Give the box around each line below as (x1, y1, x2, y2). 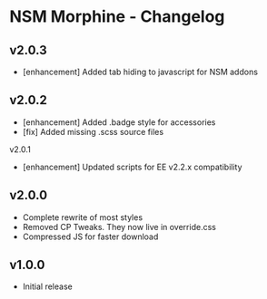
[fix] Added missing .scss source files (22, 126, 164, 137)
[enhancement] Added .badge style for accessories (22, 116, 216, 128)
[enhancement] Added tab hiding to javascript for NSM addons (22, 66, 259, 77)
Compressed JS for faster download (22, 231, 159, 242)
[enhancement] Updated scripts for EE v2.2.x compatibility (22, 161, 242, 172)
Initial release (22, 281, 73, 292)
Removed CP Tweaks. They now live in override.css (22, 221, 216, 232)
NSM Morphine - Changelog (9, 6, 225, 27)
